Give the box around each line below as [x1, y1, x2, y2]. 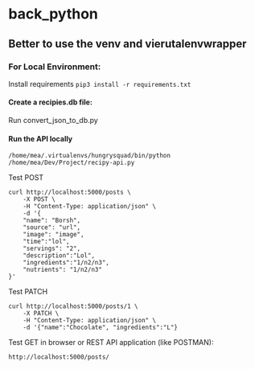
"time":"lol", [23, 238, 70, 246]
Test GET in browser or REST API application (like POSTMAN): [8, 338, 214, 347]
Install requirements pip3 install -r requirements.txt [8, 79, 191, 88]
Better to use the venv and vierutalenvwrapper [8, 37, 247, 51]
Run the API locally [8, 133, 73, 143]
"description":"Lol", [23, 252, 95, 260]
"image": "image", [23, 231, 84, 239]
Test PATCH [8, 287, 48, 297]
